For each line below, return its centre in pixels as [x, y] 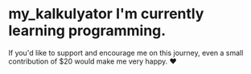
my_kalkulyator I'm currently [106, 14]
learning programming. [87, 31]
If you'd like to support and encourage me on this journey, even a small [126, 53]
